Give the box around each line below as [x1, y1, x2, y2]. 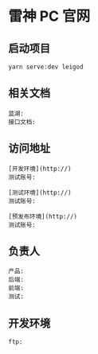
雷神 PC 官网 [8, 7, 91, 25]
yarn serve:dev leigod [8, 63, 84, 71]
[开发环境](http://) [8, 165, 72, 173]
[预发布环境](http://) [8, 212, 78, 220]
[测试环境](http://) [8, 189, 72, 196]
